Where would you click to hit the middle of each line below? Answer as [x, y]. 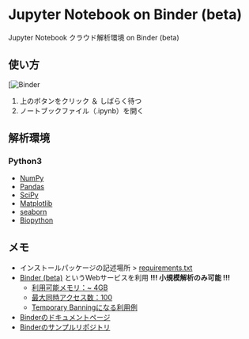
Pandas [32, 187]
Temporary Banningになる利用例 [85, 307]
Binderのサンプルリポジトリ [65, 327]
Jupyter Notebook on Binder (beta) [125, 15]
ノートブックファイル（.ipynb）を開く [82, 110]
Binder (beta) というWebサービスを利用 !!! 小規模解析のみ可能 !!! [125, 278]
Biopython [36, 220]
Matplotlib [36, 204]
